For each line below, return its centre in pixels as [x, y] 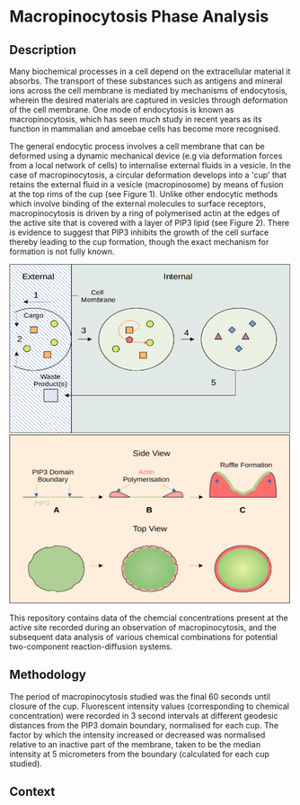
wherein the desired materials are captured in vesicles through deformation [149, 100]
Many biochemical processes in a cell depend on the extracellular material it [150, 71]
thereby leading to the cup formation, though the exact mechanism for [139, 242]
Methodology [48, 675]
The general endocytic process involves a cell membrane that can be [137, 146]
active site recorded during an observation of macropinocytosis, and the [143, 627]
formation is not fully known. [62, 251]
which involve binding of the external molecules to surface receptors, [138, 204]
